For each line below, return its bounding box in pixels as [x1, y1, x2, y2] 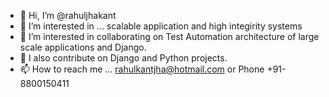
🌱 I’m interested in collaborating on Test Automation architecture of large [19, 31, 320, 42]
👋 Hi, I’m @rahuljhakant [19, 10, 117, 21]
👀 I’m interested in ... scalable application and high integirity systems [19, 20, 303, 32]
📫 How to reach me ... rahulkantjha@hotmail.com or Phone [19, 63, 265, 75]
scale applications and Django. [19, 41, 147, 53]
